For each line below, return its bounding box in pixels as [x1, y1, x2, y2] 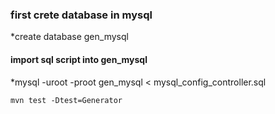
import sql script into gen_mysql [10, 53, 148, 65]
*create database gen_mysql [10, 31, 129, 43]
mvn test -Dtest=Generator [10, 95, 123, 105]
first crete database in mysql [10, 8, 153, 22]
